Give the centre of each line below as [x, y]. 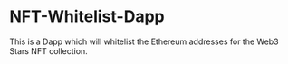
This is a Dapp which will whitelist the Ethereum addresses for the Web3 [144, 41]
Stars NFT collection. [48, 50]
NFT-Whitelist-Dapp [87, 17]
